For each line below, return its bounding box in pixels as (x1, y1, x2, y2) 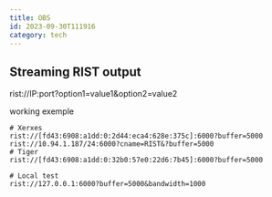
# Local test (9, 171, 59, 181)
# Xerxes (9, 124, 43, 133)
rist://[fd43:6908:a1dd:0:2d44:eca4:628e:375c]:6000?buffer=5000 (9, 131, 263, 141)
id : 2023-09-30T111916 (9, 22, 96, 31)
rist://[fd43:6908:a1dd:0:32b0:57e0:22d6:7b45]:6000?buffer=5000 (9, 156, 263, 165)
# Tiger (9, 148, 39, 157)
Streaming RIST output (9, 64, 141, 79)
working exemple (9, 106, 75, 117)
